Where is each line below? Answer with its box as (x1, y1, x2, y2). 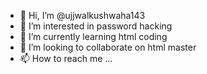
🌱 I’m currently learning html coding (19, 31, 168, 42)
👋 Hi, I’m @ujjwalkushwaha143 (19, 10, 146, 21)
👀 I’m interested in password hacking (19, 20, 173, 32)
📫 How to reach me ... (19, 53, 113, 64)
